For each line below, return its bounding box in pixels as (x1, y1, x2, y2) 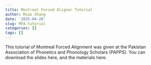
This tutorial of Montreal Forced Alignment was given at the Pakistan (5, 44, 146, 50)
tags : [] (5, 30, 23, 35)
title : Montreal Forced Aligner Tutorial (5, 7, 93, 12)
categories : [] (5, 26, 37, 31)
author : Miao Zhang (5, 12, 46, 17)
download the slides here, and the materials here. (5, 55, 107, 60)
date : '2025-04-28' (5, 16, 46, 21)
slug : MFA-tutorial (5, 21, 46, 26)
